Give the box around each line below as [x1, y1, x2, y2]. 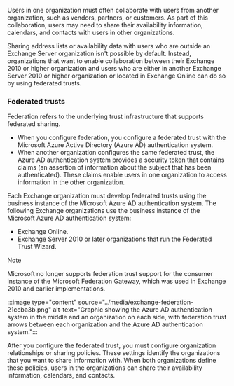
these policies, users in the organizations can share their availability [7, 364, 203, 372]
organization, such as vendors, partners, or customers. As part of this [7, 13, 209, 22]
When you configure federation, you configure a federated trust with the [17, 133, 226, 142]
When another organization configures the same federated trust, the [17, 149, 215, 157]
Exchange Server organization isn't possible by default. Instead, [7, 49, 191, 57]
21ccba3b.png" [7, 305, 52, 314]
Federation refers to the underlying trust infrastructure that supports [7, 112, 205, 121]
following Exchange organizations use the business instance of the [7, 207, 200, 215]
